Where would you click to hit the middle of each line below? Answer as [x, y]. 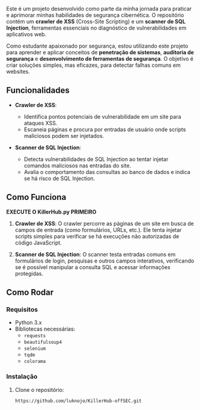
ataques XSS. [41, 123]
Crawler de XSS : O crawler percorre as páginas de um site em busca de [104, 223]
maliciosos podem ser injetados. [64, 135]
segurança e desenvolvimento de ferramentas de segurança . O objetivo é [100, 59]
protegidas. [29, 273]
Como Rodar [30, 292]
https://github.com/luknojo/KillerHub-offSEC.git [78, 401]
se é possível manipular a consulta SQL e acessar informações [92, 267]
